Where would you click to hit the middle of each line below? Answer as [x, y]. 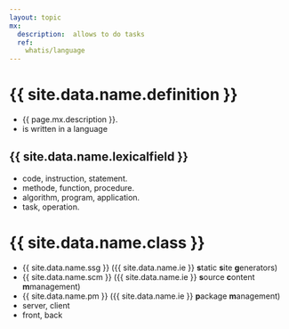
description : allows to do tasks [81, 34]
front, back [42, 315]
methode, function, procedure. [78, 187]
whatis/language [56, 51]
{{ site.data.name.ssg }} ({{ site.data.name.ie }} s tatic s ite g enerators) [150, 267]
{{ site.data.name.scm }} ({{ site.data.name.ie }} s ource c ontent [138, 276]
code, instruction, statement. [75, 178]
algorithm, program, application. [81, 197]
